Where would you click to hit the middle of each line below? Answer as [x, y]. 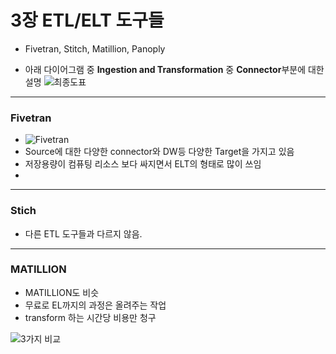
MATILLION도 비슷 [62, 292]
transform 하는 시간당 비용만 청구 [90, 317]
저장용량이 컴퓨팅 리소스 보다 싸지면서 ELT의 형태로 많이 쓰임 [143, 164]
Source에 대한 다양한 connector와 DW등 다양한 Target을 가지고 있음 [159, 152]
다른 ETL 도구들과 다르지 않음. [83, 233]
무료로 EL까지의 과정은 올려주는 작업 [95, 305]
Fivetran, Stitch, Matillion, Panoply [95, 48]
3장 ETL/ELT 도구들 [87, 20]
